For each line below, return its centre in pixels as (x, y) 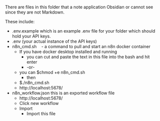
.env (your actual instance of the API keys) (54, 41)
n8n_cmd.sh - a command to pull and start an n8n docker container (81, 46)
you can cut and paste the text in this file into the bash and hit (88, 57)
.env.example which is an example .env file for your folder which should (83, 31)
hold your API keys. (31, 36)
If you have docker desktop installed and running (68, 52)
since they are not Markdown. (35, 12)
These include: (20, 22)
